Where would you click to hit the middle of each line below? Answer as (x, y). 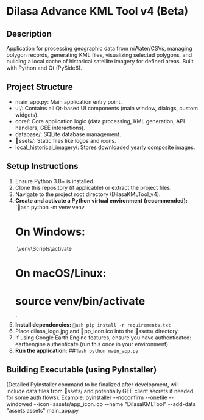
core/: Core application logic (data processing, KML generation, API (100, 121)
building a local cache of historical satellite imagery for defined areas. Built (100, 61)
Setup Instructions (42, 166)
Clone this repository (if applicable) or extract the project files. (93, 187)
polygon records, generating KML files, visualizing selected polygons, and (99, 55)
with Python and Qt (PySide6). (44, 68)
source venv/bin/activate (80, 301)
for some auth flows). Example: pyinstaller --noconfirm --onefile (87, 397)
